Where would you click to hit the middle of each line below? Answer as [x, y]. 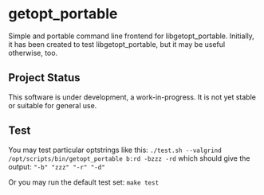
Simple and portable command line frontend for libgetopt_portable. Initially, [132, 36]
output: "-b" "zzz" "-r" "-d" [57, 166]
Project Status [45, 78]
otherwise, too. [33, 53]
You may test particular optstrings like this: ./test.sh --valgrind [115, 150]
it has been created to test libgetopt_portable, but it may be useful [117, 44]
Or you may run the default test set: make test [84, 182]
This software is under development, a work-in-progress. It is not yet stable [132, 97]
